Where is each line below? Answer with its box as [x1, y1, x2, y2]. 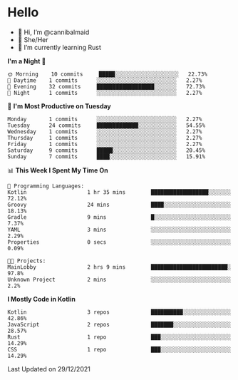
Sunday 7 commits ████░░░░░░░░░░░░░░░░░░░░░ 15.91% [7, 153, 205, 160]
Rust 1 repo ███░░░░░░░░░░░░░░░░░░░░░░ [7, 333, 232, 341]
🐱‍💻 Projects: [7, 257, 46, 265]
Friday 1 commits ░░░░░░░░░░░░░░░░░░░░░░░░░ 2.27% [7, 140, 202, 148]
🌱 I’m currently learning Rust [17, 43, 102, 51]
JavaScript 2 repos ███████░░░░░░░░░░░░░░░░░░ [7, 321, 232, 328]
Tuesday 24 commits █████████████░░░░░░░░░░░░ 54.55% [7, 122, 205, 129]
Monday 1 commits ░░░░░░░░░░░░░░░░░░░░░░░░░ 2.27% [7, 115, 202, 123]
